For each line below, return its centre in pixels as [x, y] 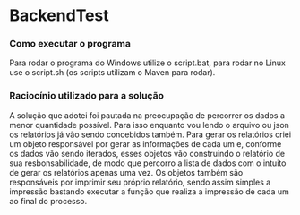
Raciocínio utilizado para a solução [86, 96]
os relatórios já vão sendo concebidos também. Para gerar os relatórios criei [150, 134]
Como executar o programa [70, 44]
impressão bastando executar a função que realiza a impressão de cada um [149, 191]
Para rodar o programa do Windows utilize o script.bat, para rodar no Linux [148, 63]
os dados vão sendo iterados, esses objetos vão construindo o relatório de [147, 153]
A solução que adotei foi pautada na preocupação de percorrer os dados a [147, 115]
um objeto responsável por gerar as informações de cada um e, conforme [146, 143]
